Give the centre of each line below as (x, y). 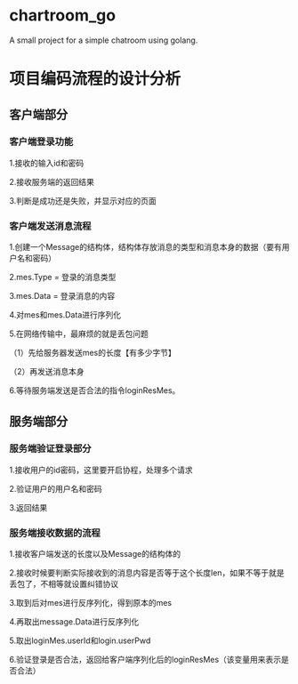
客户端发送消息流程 (50, 226)
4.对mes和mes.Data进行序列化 (65, 315)
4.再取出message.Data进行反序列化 (74, 622)
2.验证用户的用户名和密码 (56, 488)
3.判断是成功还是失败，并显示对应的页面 (83, 200)
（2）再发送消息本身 (47, 372)
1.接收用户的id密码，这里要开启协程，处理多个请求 (101, 470)
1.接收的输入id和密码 (47, 163)
